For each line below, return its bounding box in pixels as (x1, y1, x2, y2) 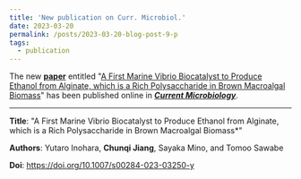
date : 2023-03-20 (9, 21, 74, 30)
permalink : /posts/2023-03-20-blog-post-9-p (9, 30, 178, 38)
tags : (9, 38, 30, 47)
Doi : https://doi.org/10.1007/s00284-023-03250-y (9, 160, 195, 171)
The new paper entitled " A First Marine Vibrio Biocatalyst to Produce (9, 71, 262, 81)
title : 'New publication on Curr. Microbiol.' (9, 13, 186, 22)
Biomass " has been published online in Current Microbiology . (9, 90, 239, 101)
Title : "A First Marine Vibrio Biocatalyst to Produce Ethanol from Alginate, (9, 115, 279, 126)
